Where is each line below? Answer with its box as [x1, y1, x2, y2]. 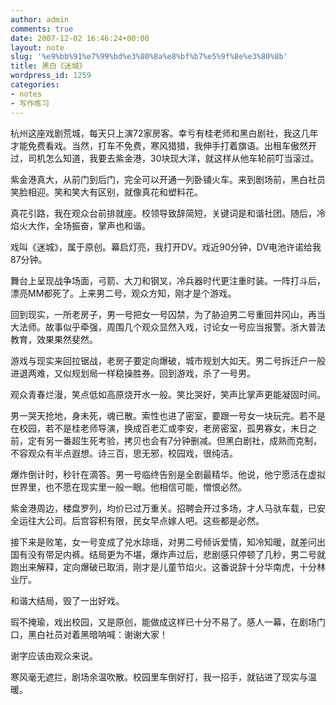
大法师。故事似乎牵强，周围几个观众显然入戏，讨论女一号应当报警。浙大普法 [10, 321, 326, 333]
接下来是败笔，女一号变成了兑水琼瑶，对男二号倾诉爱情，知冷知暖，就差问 [10, 536, 317, 548]
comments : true [10, 24, 74, 34]
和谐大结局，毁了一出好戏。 [10, 594, 125, 606]
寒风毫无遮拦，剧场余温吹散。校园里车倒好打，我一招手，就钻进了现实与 [10, 671, 308, 683]
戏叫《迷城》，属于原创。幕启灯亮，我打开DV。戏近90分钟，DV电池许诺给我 [10, 241, 322, 253]
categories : [10, 80, 60, 90]
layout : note [10, 42, 65, 53]
